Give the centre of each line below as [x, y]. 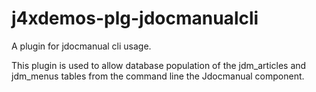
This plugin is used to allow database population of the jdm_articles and [159, 65]
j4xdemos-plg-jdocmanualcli [135, 18]
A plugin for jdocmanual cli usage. [81, 46]
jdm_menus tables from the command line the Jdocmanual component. [158, 76]
